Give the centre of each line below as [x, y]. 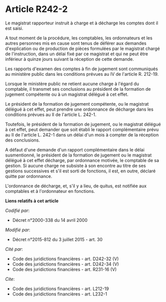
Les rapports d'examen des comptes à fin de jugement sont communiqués [82, 69]
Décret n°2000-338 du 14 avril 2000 [50, 220]
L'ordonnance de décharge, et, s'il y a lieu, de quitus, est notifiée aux [76, 186]
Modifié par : [18, 230]
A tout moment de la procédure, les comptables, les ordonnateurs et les [79, 38]
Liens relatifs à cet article [32, 201]
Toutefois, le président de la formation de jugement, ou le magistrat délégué [83, 124]
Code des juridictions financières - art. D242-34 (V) [66, 264]
